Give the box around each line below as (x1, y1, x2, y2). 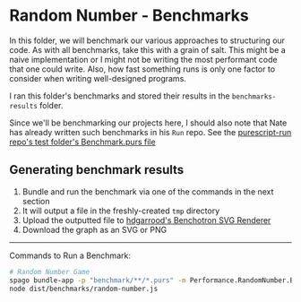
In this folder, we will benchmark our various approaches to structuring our (9, 35, 285, 46)
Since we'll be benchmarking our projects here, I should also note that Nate (9, 117, 288, 128)
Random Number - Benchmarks (9, 5, 249, 26)
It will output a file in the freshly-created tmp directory (21, 205, 220, 216)
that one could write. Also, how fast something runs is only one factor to (9, 64, 276, 74)
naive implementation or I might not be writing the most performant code (9, 54, 278, 65)
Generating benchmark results (9, 162, 185, 177)
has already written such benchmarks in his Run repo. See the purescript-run (9, 126, 292, 137)
